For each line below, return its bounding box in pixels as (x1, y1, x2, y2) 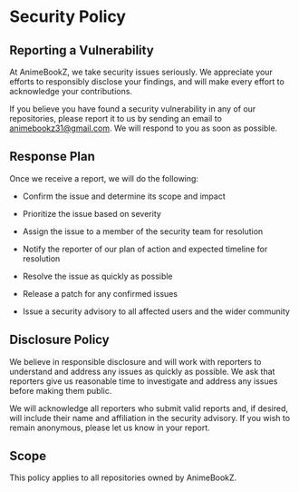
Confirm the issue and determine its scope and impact (22, 191, 227, 202)
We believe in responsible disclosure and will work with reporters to (9, 356, 262, 367)
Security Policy (9, 6, 127, 27)
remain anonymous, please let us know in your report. (9, 422, 210, 433)
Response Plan (9, 149, 95, 164)
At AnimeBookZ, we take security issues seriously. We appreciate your (9, 66, 274, 77)
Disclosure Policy (9, 332, 111, 348)
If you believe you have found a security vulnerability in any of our (9, 103, 256, 114)
